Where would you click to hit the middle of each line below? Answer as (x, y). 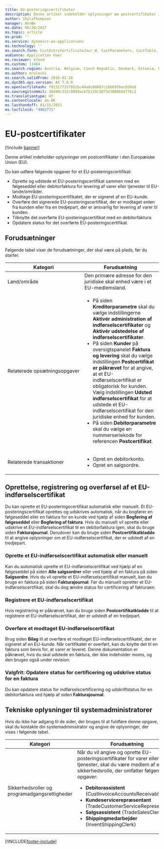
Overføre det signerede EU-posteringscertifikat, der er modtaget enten (83, 202)
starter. (12, 255)
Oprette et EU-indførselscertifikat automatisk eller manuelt (76, 556)
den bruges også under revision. (38, 660)
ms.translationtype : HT (29, 96)
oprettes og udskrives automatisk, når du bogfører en (99, 512)
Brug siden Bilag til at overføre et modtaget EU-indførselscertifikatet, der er (81, 639)
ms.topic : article (24, 32)
